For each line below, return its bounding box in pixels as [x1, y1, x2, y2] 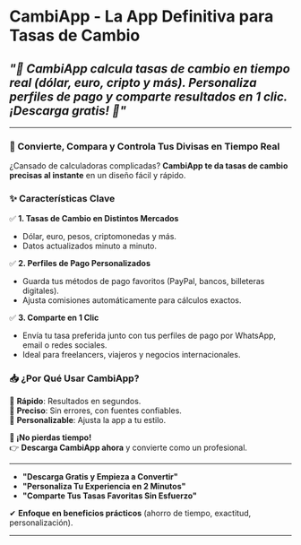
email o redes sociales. [21, 339, 107, 350]
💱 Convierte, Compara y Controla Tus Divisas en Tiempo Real [9, 140, 280, 152]
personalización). [9, 517, 73, 528]
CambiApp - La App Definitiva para [9, 6, 274, 27]
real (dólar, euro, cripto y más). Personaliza [9, 74, 257, 91]
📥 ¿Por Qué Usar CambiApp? [9, 372, 140, 385]
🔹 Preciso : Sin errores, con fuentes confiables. [9, 405, 182, 416]
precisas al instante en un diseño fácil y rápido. [9, 170, 186, 181]
